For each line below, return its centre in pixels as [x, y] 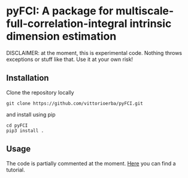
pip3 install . [25, 131]
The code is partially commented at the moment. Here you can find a [91, 163]
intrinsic [151, 24]
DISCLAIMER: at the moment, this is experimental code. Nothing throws [94, 53]
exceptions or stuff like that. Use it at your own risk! [70, 59]
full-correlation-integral [67, 24]
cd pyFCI [17, 125]
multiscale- [145, 11]
